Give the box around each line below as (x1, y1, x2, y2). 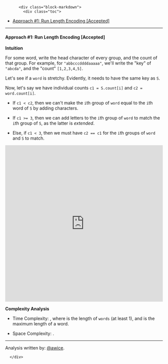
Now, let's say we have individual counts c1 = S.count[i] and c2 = (5, 85, 142, 91)
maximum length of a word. (12, 321, 69, 327)
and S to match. (12, 135, 45, 141)
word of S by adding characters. (12, 105, 78, 111)
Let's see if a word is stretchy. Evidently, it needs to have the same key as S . (5, 75, 160, 81)
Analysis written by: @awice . (5, 345, 65, 351)
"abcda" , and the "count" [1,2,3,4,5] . (5, 66, 83, 72)
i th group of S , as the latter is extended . (12, 120, 95, 126)
